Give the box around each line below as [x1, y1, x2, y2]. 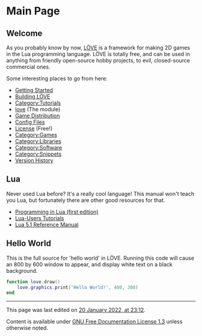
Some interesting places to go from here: [6, 75, 108, 82]
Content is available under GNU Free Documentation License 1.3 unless [6, 318, 183, 325]
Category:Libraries [14, 138, 62, 145]
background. [6, 267, 38, 274]
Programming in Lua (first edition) [14, 208, 99, 215]
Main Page [6, 4, 60, 18]
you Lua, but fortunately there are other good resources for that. [6, 197, 165, 204]
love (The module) [14, 106, 61, 112]
